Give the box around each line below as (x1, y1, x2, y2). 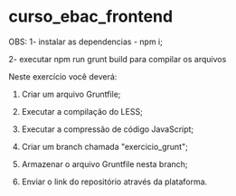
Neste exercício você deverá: (8, 70, 118, 82)
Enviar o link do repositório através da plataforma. (21, 176, 208, 187)
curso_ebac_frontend (8, 6, 174, 27)
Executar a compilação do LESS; (21, 106, 144, 117)
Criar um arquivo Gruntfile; (21, 89, 121, 99)
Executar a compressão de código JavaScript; (21, 124, 194, 135)
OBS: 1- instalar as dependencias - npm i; (8, 36, 164, 47)
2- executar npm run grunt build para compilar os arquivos (8, 53, 227, 64)
